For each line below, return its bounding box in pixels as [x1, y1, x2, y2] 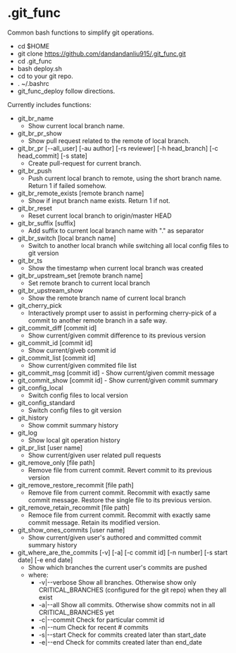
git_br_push [17, 166, 52, 175]
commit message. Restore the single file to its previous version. [27, 495, 212, 504]
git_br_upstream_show [17, 286, 83, 294]
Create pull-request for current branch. [27, 158, 142, 167]
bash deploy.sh [17, 64, 62, 73]
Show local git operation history [27, 435, 121, 444]
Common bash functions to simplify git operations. [7, 28, 154, 37]
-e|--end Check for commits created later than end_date [38, 638, 202, 646]
